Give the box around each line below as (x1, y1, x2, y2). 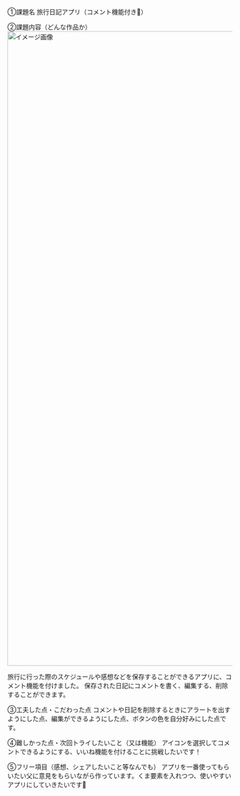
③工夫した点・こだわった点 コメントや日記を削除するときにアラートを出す (7, 705, 231, 714)
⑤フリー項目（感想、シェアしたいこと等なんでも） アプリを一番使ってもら (7, 762, 230, 771)
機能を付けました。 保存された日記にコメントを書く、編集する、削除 (26, 682, 229, 690)
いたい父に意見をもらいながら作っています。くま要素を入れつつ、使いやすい (7, 772, 232, 780)
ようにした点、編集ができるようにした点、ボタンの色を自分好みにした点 (7, 715, 220, 722)
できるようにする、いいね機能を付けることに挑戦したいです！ (19, 747, 201, 756)
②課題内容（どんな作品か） (7, 23, 91, 31)
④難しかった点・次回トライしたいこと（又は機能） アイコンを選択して (7, 739, 218, 747)
